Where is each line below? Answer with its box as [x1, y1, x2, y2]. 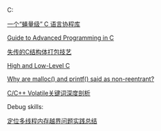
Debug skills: [7, 103, 44, 110]
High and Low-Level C [7, 62, 71, 69]
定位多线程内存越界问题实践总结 [7, 117, 97, 125]
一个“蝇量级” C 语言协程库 [7, 20, 81, 28]
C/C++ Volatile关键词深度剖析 [7, 89, 91, 97]
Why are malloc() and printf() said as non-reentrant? [7, 75, 155, 83]
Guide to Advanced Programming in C [7, 34, 114, 42]
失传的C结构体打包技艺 [7, 48, 72, 56]
